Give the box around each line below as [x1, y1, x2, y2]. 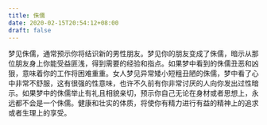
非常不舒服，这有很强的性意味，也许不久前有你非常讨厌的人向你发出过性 [14, 78, 252, 88]
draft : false [8, 26, 52, 34]
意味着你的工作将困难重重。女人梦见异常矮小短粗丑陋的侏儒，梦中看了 [21, 69, 252, 78]
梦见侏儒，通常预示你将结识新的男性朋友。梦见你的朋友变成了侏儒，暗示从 [8, 49, 252, 59]
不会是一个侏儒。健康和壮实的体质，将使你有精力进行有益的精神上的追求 [21, 98, 259, 108]
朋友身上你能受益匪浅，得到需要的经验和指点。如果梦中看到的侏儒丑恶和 [14, 59, 252, 68]
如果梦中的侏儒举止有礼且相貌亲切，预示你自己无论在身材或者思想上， [21, 89, 252, 98]
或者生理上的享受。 [8, 108, 72, 118]
